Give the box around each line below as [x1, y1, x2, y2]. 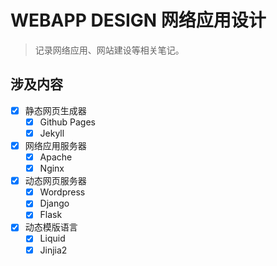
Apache [39, 151, 73, 163]
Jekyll [39, 127, 65, 139]
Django [39, 197, 70, 210]
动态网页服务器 [24, 175, 87, 187]
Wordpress [39, 186, 86, 198]
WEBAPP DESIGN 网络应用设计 [10, 9, 267, 32]
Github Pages [39, 116, 97, 128]
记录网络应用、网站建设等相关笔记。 [34, 44, 185, 56]
